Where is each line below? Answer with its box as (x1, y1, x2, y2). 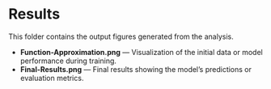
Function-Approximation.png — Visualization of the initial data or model (19, 47, 263, 57)
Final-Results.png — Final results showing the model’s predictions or (19, 64, 252, 74)
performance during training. (19, 56, 117, 66)
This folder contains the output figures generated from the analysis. (8, 32, 234, 41)
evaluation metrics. (19, 73, 84, 83)
